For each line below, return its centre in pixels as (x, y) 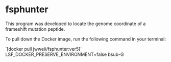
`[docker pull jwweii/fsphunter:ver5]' (43, 49)
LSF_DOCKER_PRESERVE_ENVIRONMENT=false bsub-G (65, 54)
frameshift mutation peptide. (35, 29)
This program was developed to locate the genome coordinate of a (76, 24)
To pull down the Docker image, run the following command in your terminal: (86, 39)
